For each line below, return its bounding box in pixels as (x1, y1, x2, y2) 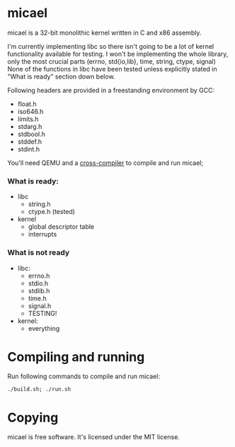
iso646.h (17, 107, 44, 115)
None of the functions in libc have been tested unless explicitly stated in (7, 64, 217, 73)
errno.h (28, 271, 50, 280)
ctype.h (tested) (28, 208, 76, 216)
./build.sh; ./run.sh (7, 386, 71, 393)
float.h (17, 99, 37, 108)
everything (28, 324, 60, 332)
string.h (28, 200, 51, 208)
